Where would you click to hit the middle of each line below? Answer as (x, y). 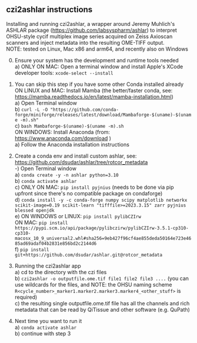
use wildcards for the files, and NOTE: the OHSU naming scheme (93, 284)
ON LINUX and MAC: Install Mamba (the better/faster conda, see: (94, 90)
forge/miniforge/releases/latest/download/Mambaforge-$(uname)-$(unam (103, 115)
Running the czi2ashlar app (48, 266)
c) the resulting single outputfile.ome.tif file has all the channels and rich (102, 303)
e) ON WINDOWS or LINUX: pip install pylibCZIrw (78, 216)
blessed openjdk (34, 210)
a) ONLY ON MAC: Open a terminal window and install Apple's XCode (99, 66)
